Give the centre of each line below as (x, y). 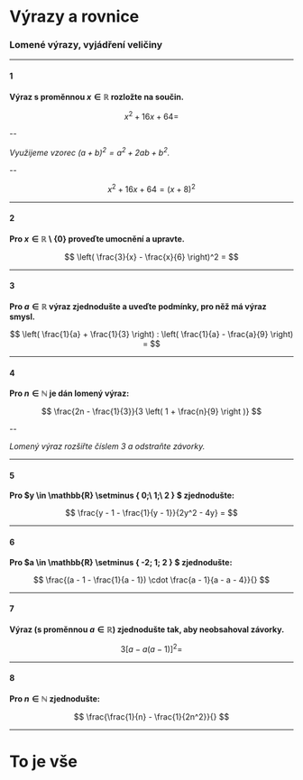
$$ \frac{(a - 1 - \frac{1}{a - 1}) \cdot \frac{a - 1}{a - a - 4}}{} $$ (151, 580)
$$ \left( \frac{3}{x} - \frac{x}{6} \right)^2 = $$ (151, 257)
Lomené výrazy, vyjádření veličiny (86, 45)
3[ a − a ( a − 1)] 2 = (151, 648)
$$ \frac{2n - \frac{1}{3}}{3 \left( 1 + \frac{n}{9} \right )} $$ (151, 411)
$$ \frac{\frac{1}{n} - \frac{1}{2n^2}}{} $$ (151, 716)
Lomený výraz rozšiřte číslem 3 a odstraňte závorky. (107, 446)
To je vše (44, 762)
